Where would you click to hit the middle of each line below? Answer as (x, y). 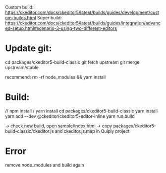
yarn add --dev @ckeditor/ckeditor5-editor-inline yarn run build (70, 116)
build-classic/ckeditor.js (29, 131)
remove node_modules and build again (45, 165)
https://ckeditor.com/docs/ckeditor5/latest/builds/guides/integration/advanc (83, 23)
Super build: (49, 18)
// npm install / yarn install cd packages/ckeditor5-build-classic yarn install (81, 111)
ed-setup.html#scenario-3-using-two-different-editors (61, 28)
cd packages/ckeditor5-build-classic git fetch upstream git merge (72, 62)
